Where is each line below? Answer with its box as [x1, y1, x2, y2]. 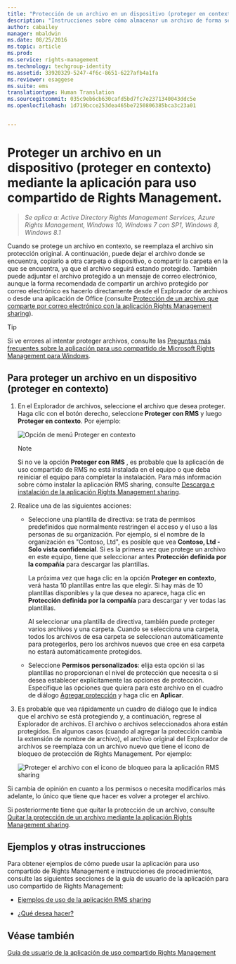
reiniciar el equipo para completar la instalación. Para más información [17, 472, 222, 481]
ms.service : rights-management [7, 56, 99, 63]
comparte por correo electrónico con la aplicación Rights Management [7, 301, 212, 310]
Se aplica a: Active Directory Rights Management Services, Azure [24, 213, 216, 221]
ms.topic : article [7, 43, 61, 50]
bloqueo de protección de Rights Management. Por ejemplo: [17, 749, 192, 758]
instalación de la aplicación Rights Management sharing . [17, 487, 181, 496]
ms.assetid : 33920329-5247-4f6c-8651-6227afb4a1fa [7, 69, 159, 76]
